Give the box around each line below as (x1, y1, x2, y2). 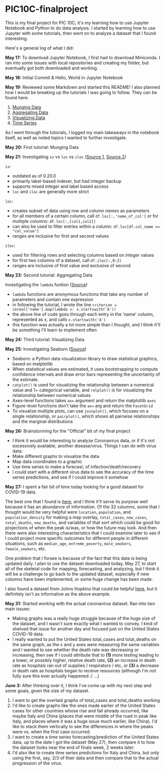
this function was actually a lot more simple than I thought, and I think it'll (12, 321, 161, 327)
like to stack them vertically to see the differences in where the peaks (12, 723, 154, 729)
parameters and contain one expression (12, 296, 94, 302)
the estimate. (12, 376, 39, 383)
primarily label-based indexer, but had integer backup (12, 178, 122, 184)
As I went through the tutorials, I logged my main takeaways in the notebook (5, 129, 160, 135)
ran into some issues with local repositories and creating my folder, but (5, 60, 149, 66)
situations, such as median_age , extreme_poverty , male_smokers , (5, 540, 132, 546)
